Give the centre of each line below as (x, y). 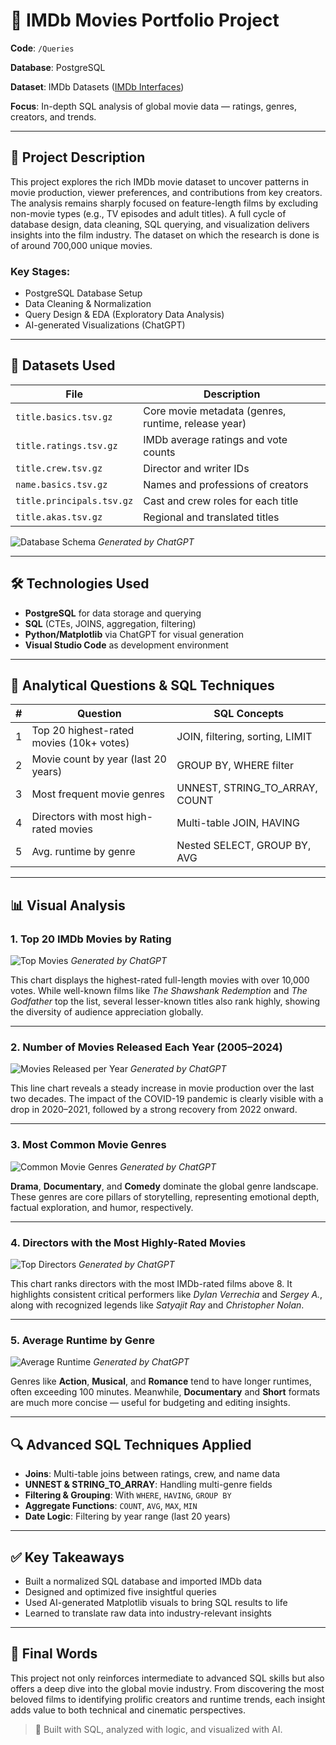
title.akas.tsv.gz (59, 517)
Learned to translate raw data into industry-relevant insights (148, 1613)
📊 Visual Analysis (68, 905)
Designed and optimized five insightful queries (120, 1591)
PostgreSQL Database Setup (83, 293)
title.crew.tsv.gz (59, 468)
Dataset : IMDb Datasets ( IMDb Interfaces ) (97, 86)
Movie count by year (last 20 (99, 759)
